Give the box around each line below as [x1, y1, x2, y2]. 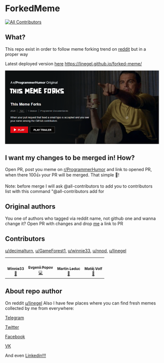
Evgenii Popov [28, 265, 53, 270]
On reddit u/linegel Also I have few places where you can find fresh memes [5, 300, 156, 306]
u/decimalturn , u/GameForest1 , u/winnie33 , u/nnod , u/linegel [5, 248, 127, 253]
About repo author [5, 287, 62, 295]
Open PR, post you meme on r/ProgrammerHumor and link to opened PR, [5, 167, 152, 172]
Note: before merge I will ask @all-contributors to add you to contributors [5, 183, 153, 189]
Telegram [5, 315, 24, 321]
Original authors [5, 203, 56, 211]
